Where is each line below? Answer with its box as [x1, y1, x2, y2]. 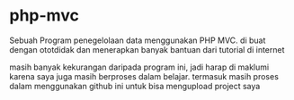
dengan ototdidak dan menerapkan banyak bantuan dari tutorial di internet [9, 44, 285, 54]
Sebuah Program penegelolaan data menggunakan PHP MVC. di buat [9, 35, 266, 46]
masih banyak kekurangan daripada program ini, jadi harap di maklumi [9, 62, 270, 72]
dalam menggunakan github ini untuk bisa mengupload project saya [9, 80, 261, 91]
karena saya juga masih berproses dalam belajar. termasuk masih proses [9, 71, 279, 81]
